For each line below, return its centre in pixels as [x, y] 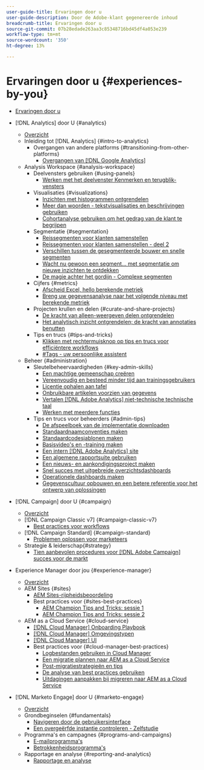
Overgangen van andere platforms [76, 147]
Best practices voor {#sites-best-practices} [88, 601]
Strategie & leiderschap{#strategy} [67, 545]
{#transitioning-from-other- [155, 147]
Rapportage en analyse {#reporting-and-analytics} [88, 754]
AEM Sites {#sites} [48, 588]
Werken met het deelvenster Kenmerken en [97, 179]
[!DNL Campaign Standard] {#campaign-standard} [87, 532]
